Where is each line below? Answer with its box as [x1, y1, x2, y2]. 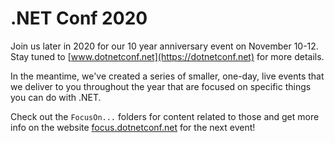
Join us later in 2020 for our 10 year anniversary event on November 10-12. [10, 40, 319, 52]
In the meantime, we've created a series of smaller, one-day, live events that [10, 70, 325, 82]
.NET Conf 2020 [10, 7, 148, 30]
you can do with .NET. [10, 91, 102, 103]
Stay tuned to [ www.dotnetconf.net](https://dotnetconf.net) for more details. [10, 50, 325, 62]
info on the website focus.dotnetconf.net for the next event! [10, 121, 256, 133]
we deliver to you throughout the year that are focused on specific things [10, 80, 312, 92]
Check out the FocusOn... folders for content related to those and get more [10, 110, 320, 122]
